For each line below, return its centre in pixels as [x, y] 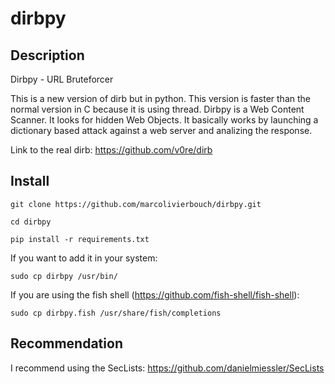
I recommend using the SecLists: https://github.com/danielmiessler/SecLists [167, 368]
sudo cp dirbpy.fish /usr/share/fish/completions [116, 313]
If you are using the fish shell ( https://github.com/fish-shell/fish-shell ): [155, 294]
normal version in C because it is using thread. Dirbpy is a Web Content [157, 109]
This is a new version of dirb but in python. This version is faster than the [160, 98]
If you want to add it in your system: [84, 258]
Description [47, 55]
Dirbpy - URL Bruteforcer [62, 79]
